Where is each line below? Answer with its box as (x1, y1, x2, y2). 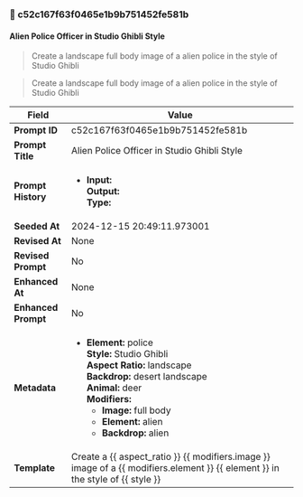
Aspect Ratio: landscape (86, 359, 192, 371)
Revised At (14, 235, 61, 248)
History (14, 191, 47, 203)
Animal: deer (86, 381, 142, 394)
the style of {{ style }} (70, 474, 161, 486)
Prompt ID (14, 124, 59, 136)
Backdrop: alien (102, 427, 170, 439)
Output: (86, 185, 120, 198)
